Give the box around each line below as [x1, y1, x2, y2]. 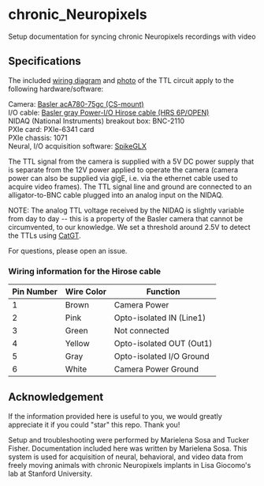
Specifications [8, 55, 81, 68]
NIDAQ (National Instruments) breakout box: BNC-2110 [8, 116, 185, 126]
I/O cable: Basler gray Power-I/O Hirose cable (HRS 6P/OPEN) [8, 107, 210, 117]
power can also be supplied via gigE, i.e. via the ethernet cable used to [8, 173, 238, 183]
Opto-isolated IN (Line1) [113, 312, 206, 323]
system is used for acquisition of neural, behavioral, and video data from [8, 452, 244, 462]
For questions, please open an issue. [8, 246, 128, 255]
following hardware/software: [8, 84, 104, 93]
